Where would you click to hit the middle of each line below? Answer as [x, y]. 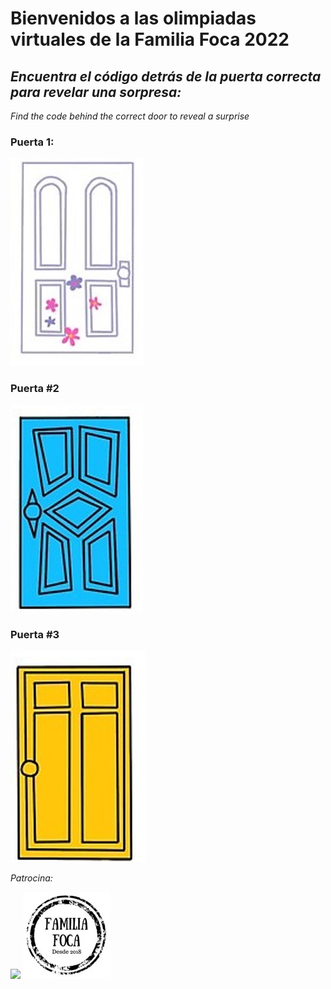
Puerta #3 [35, 634]
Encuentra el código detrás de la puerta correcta [166, 76]
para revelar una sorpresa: [96, 92]
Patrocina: [31, 878]
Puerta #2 [35, 389]
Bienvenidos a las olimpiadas [133, 18]
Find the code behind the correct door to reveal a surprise [130, 116]
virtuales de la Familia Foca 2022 [150, 39]
